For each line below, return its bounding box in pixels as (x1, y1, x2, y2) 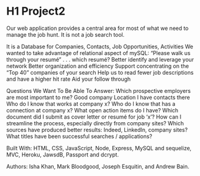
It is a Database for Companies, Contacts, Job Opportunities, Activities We (6, 43, 193, 50)
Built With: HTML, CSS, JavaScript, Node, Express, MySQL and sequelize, (6, 144, 192, 152)
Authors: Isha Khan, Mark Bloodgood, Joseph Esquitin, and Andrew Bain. (6, 163, 190, 170)
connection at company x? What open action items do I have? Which (6, 106, 179, 114)
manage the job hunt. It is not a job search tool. (6, 31, 125, 38)
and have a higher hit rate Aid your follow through (6, 75, 131, 82)
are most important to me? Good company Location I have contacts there (6, 94, 190, 101)
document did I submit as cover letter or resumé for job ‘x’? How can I (6, 113, 182, 120)
